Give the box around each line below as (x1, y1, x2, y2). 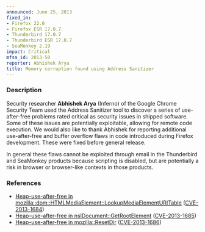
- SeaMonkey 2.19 (6, 43, 51, 49)
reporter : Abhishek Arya (6, 60, 70, 66)
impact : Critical (6, 49, 51, 55)
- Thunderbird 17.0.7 (6, 32, 62, 38)
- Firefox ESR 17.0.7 (6, 26, 62, 32)
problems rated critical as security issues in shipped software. (31, 112, 188, 120)
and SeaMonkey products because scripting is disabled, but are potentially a (6, 157, 199, 164)
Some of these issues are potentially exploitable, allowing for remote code (6, 119, 193, 126)
